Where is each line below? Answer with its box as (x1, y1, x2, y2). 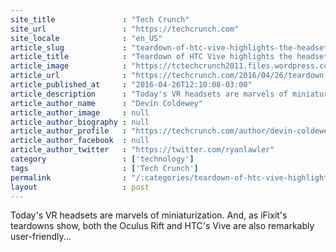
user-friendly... (10, 231, 72, 243)
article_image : (10, 61, 128, 71)
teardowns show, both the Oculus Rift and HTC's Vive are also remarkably (10, 220, 315, 232)
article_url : (10, 71, 128, 81)
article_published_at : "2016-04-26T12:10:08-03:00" (10, 80, 253, 90)
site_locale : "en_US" (10, 33, 163, 43)
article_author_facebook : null (10, 136, 150, 146)
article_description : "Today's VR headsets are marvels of (10, 89, 288, 99)
